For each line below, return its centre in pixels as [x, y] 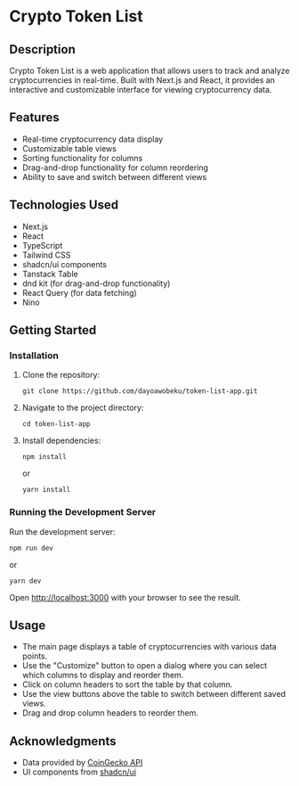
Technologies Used [64, 205]
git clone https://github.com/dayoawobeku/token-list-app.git [140, 391]
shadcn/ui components [64, 264]
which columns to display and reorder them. [103, 675]
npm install [44, 457]
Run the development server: [62, 531]
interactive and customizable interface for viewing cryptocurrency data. [141, 90]
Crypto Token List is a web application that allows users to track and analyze [149, 70]
